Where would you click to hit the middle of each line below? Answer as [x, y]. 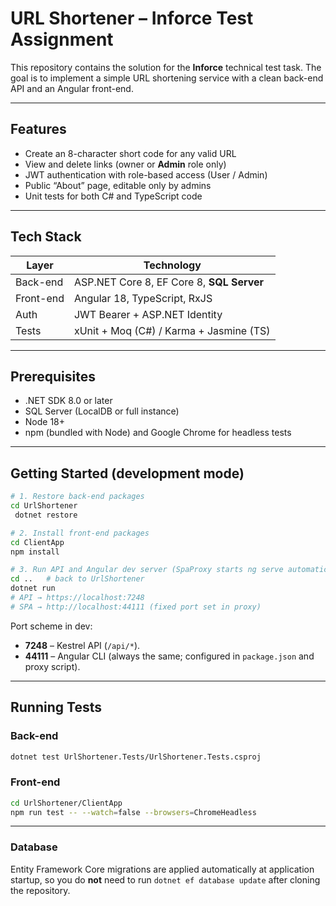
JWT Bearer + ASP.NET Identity [148, 314]
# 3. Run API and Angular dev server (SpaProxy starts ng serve [147, 570]
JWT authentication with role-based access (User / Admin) [146, 174]
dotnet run [33, 588]
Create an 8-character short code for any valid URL [130, 153]
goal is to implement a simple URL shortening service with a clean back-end [167, 78]
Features [38, 129]
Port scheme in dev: [51, 626]
